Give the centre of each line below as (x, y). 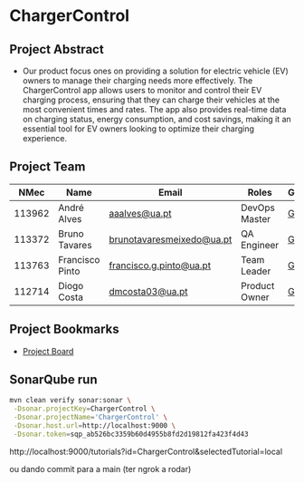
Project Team (47, 167)
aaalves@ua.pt (140, 213)
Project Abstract (57, 49)
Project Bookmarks (64, 329)
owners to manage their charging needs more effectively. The (138, 81)
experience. (45, 138)
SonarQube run (53, 380)
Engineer (260, 245)
